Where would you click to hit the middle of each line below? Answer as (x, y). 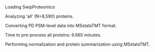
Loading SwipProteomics (30, 7)
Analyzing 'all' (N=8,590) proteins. (39, 16)
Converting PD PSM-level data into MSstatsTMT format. (61, 26)
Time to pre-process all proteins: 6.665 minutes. (53, 35)
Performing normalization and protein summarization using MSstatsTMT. (78, 44)
